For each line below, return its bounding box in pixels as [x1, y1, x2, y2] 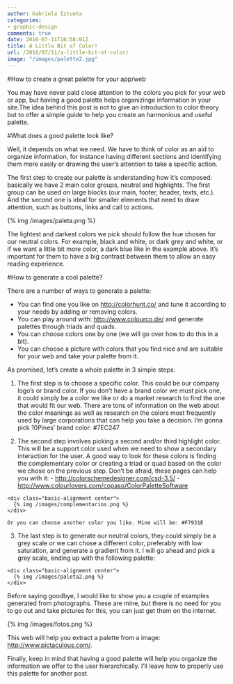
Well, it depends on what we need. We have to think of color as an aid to [7, 144, 214, 153]
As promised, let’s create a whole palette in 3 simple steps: [7, 365, 176, 374]
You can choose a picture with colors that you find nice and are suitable [17, 344, 223, 353]
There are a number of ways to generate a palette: [7, 287, 152, 295]
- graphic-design [7, 23, 58, 30]
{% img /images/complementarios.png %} [13, 501, 129, 508]
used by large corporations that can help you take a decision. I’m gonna [17, 416, 223, 424]
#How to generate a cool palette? [7, 273, 103, 281]
